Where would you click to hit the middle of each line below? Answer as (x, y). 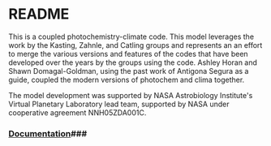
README (39, 14)
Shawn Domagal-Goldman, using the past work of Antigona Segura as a (129, 71)
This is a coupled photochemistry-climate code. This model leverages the (131, 36)
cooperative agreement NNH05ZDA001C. (77, 112)
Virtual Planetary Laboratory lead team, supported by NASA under (119, 104)
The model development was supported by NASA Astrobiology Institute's (131, 95)
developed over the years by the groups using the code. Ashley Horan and (133, 62)
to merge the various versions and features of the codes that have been (129, 54)
